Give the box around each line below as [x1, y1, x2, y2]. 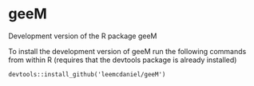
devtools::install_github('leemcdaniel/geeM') [8, 70, 166, 78]
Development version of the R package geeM [8, 31, 157, 41]
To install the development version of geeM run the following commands [8, 46, 247, 56]
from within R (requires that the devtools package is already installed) [8, 55, 237, 64]
